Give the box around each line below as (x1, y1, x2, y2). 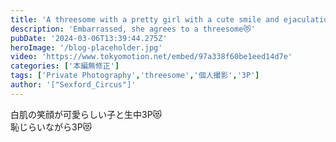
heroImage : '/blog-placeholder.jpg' (10, 42, 163, 53)
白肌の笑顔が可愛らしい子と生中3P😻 (10, 108, 163, 120)
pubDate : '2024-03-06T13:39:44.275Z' (10, 33, 168, 43)
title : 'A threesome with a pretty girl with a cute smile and (10, 14, 280, 25)
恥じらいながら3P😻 (10, 121, 93, 133)
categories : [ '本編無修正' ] (10, 61, 120, 71)
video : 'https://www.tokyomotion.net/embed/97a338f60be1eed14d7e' (10, 52, 293, 62)
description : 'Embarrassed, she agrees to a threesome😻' (10, 24, 256, 34)
